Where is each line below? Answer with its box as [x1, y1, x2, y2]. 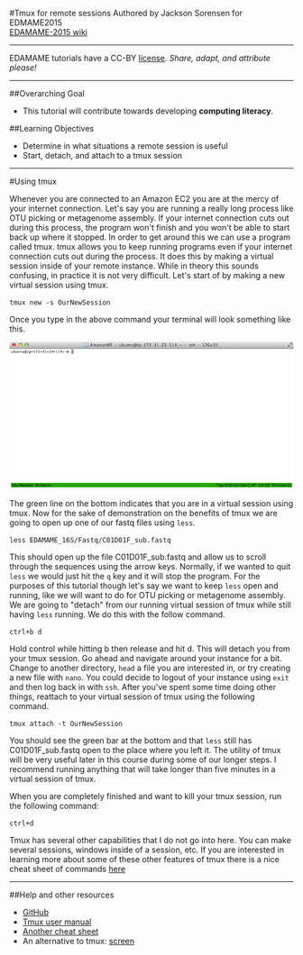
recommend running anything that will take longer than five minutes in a [9, 764, 276, 775]
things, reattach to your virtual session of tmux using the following [9, 691, 255, 702]
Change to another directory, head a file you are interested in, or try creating [9, 662, 291, 674]
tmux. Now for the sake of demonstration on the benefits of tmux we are [9, 508, 278, 519]
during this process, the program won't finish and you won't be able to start [9, 223, 290, 232]
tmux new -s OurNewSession [9, 298, 111, 307]
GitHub [22, 907, 50, 918]
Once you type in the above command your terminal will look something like [9, 314, 291, 324]
